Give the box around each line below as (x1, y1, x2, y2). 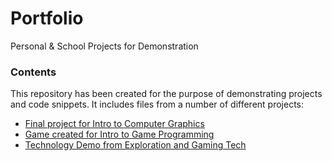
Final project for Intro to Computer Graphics (24, 118, 205, 130)
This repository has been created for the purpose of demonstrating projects (10, 88, 323, 100)
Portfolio (10, 7, 84, 30)
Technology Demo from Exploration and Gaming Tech (24, 139, 247, 151)
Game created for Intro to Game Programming (24, 128, 215, 141)
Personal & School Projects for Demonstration (10, 40, 199, 52)
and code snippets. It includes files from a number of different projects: (10, 98, 305, 111)
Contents (10, 65, 57, 79)
